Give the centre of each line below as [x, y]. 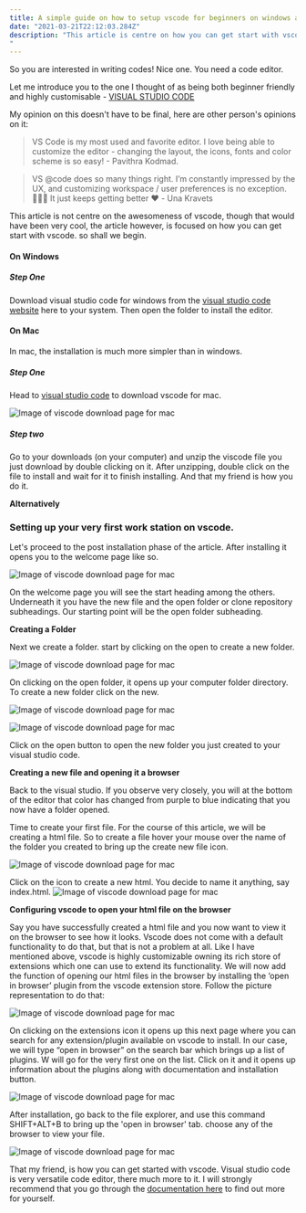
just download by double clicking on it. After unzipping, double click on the [149, 466]
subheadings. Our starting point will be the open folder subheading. [136, 612]
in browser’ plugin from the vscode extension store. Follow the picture [141, 986]
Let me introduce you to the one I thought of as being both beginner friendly [153, 87]
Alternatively [35, 503]
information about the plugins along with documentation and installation [144, 1070]
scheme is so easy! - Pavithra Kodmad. [105, 162]
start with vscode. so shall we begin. [78, 236]
